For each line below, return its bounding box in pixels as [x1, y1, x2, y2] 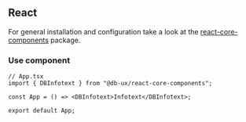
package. [50, 35, 81, 45]
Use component [8, 55, 71, 66]
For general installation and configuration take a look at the [8, 27, 199, 36]
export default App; [8, 107, 76, 115]
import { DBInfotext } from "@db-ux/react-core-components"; [8, 80, 213, 88]
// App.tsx [8, 73, 44, 81]
